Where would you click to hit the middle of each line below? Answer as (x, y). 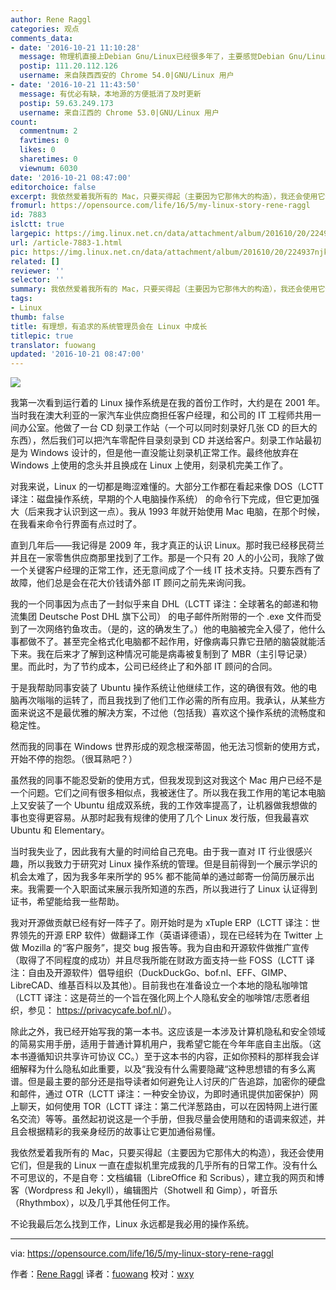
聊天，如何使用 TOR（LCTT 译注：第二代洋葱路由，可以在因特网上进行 (164, 1107)
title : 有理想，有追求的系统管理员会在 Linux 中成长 (109, 326)
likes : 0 (37, 150)
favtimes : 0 (44, 141)
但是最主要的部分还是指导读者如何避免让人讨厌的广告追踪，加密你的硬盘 (176, 1082)
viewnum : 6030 (48, 168)
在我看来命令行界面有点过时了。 (76, 524)
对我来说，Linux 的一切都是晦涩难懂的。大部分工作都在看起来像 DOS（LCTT (167, 487)
